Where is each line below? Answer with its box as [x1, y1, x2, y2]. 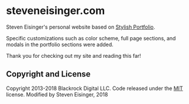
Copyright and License [6, 69, 91, 79]
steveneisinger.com [6, 4, 105, 18]
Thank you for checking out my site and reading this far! [6, 52, 142, 59]
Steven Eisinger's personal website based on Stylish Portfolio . [6, 23, 155, 30]
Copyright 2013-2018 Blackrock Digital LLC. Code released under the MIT [6, 85, 183, 92]
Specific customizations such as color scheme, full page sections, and [6, 34, 176, 41]
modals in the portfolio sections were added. [6, 41, 114, 48]
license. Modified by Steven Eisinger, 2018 [6, 91, 108, 98]
